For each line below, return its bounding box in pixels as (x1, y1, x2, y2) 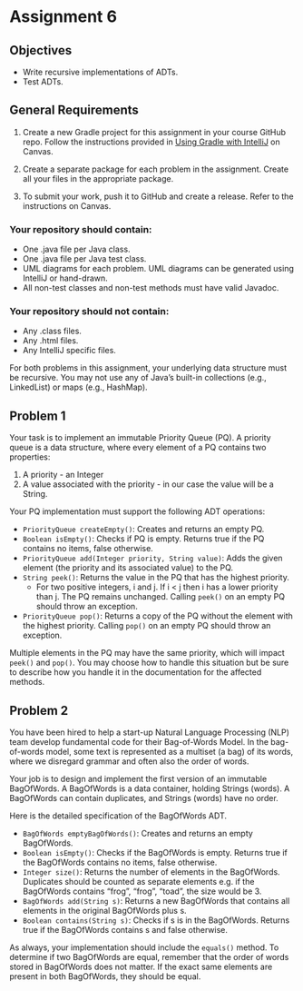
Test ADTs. (22, 76, 64, 87)
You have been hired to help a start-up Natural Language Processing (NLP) (9, 727, 290, 738)
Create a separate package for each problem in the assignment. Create (22, 164, 288, 174)
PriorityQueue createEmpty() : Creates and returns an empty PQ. (22, 524, 265, 535)
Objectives (9, 43, 73, 58)
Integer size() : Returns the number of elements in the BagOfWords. (22, 867, 280, 877)
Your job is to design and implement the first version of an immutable (9, 774, 268, 785)
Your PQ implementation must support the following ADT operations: (9, 506, 266, 517)
